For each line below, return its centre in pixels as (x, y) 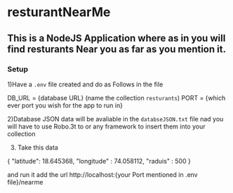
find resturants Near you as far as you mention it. (117, 49)
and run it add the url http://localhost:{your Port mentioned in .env (102, 174)
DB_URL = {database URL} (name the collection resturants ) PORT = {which (116, 98)
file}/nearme (25, 182)
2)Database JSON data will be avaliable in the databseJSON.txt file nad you (115, 119)
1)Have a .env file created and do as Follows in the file (85, 84)
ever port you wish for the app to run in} (65, 105)
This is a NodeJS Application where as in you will (116, 38)
